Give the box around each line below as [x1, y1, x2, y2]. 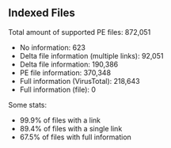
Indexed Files [8, 6, 75, 20]
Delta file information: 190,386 [19, 59, 119, 69]
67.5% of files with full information [19, 132, 132, 142]
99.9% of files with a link [19, 115, 101, 125]
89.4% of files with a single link [19, 123, 123, 133]
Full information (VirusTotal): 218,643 [19, 76, 140, 85]
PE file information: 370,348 [19, 67, 112, 78]
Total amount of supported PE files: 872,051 [8, 27, 151, 36]
